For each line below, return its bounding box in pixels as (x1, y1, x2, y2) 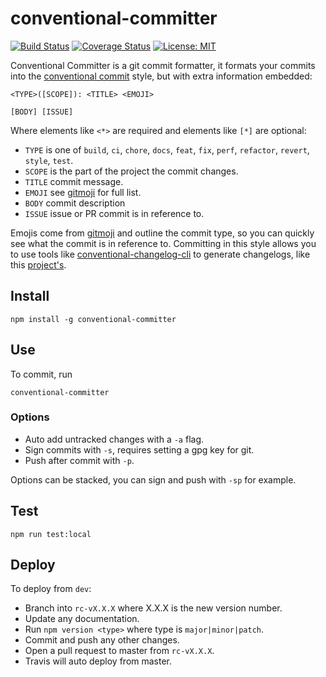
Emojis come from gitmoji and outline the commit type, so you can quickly (10, 227, 315, 239)
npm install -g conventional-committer (10, 314, 177, 324)
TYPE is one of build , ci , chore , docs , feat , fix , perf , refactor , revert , (24, 143, 310, 156)
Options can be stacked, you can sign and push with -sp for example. (10, 473, 297, 486)
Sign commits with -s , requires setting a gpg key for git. (24, 443, 255, 456)
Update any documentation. (24, 613, 140, 625)
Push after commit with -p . (24, 454, 135, 466)
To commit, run (10, 368, 73, 380)
